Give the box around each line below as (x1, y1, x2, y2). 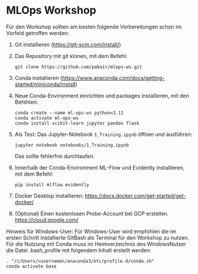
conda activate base (6, 263, 57, 269)
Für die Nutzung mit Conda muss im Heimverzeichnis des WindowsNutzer (6, 240, 186, 247)
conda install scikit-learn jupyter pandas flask (14, 120, 140, 126)
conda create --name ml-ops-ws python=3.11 (14, 110, 124, 116)
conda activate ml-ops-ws (14, 115, 79, 121)
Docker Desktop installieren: (14, 192, 84, 199)
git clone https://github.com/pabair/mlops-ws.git (14, 63, 142, 70)
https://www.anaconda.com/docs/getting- (61, 74, 165, 81)
